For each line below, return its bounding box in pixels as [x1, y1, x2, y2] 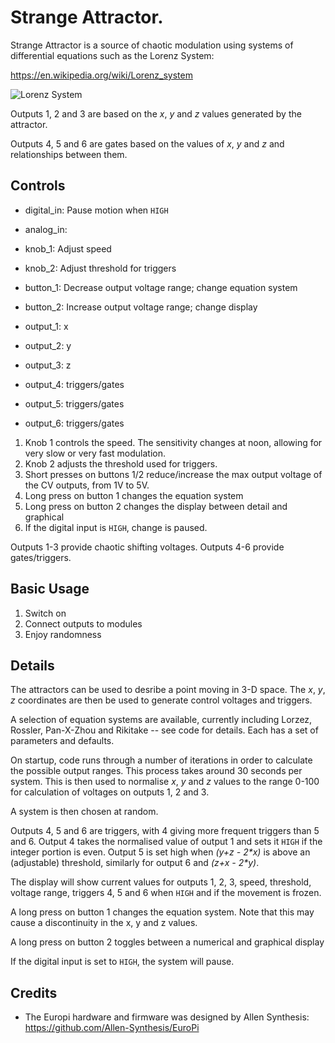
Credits [10, 984, 58, 1001]
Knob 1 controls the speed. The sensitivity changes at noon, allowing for [24, 436, 323, 448]
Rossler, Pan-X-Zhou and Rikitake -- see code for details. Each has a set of [10, 724, 319, 736]
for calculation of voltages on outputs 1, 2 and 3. [10, 786, 210, 798]
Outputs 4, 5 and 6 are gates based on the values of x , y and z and [10, 137, 285, 150]
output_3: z [24, 359, 72, 371]
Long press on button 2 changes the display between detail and [24, 500, 288, 512]
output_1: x [24, 320, 69, 332]
